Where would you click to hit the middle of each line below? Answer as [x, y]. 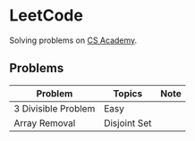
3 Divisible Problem [55, 108]
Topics [128, 93]
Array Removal [45, 123]
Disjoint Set [128, 123]
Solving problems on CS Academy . [73, 40]
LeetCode [46, 16]
